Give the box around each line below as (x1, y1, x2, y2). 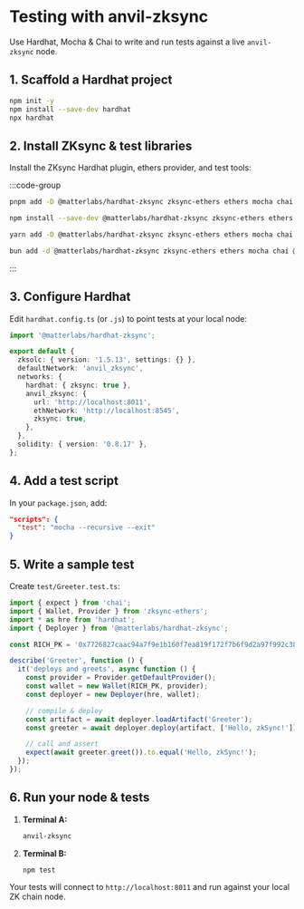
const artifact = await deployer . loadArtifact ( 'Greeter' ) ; (25, 714, 253, 724)
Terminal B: (22, 847, 67, 858)
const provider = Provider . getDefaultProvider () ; (25, 673, 217, 682)
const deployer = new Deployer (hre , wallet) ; (25, 690, 201, 699)
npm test (22, 865, 56, 875)
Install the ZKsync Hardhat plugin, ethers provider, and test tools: (9, 162, 252, 173)
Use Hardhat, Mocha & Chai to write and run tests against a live (9, 36, 246, 47)
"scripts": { (9, 515, 59, 524)
